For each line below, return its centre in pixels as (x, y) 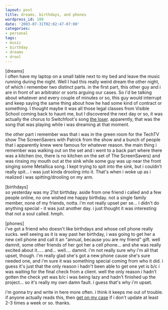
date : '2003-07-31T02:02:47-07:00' (43, 24)
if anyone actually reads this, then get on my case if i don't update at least (82, 297)
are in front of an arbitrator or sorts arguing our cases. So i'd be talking (78, 92)
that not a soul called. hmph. (35, 214)
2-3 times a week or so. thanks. (38, 303)
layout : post (19, 10)
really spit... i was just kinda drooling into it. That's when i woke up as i (78, 172)
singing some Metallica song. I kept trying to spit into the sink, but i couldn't (83, 166)
